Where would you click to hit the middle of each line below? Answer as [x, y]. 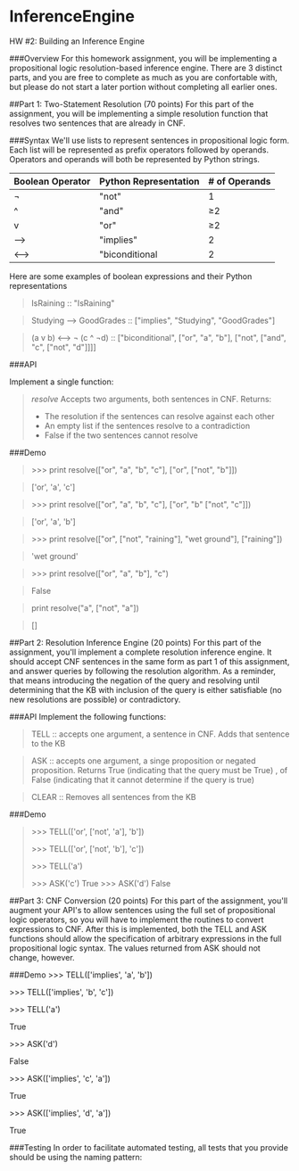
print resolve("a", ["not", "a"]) [85, 607]
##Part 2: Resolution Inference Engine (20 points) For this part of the [135, 642]
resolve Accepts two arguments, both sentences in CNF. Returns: [151, 399]
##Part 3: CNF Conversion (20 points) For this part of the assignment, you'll [149, 900]
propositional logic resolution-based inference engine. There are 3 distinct [146, 68]
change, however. [42, 957]
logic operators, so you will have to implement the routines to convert [137, 919]
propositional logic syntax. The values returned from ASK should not [135, 948]
